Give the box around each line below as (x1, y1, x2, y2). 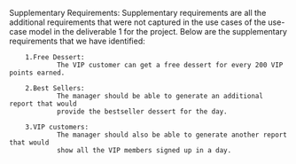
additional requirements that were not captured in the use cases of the (9, 17, 267, 27)
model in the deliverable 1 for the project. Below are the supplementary (28, 27, 288, 36)
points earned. (9, 68, 66, 77)
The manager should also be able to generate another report (56, 130, 288, 139)
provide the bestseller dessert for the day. (56, 107, 228, 116)
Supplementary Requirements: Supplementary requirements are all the (9, 8, 267, 18)
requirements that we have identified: (9, 35, 145, 46)
